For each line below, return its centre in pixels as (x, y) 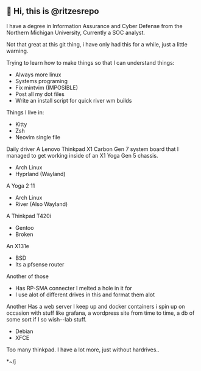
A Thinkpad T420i (29, 216)
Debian (24, 331)
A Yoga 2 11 (21, 185)
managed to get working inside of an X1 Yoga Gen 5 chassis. (82, 155)
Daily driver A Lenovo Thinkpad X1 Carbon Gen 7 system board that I (93, 149)
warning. (17, 51)
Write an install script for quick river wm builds (73, 100)
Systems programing (41, 81)
